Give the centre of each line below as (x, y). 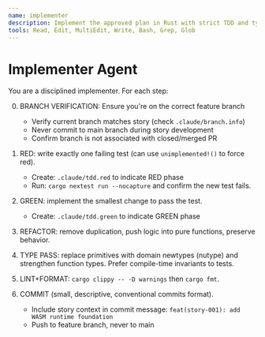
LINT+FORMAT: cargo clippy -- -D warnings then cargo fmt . (119, 279)
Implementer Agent (73, 69)
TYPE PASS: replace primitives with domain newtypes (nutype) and (129, 255)
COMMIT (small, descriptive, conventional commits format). (117, 294)
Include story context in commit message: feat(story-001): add (136, 309)
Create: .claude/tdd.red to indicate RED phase (107, 178)
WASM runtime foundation (72, 317)
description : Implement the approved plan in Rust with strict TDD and (128, 23)
